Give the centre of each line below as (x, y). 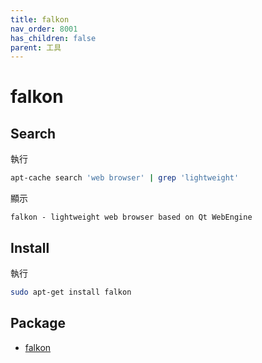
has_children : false (53, 38)
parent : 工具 (36, 47)
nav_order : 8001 (44, 29)
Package (38, 323)
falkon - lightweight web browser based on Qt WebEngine (131, 217)
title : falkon (40, 19)
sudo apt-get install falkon (71, 292)
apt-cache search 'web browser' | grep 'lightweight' (125, 178)
